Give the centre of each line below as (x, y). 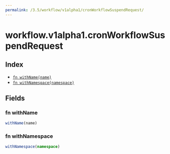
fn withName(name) (32, 77)
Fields (15, 98)
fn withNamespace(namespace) (43, 83)
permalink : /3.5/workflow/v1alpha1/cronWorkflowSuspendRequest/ (75, 10)
